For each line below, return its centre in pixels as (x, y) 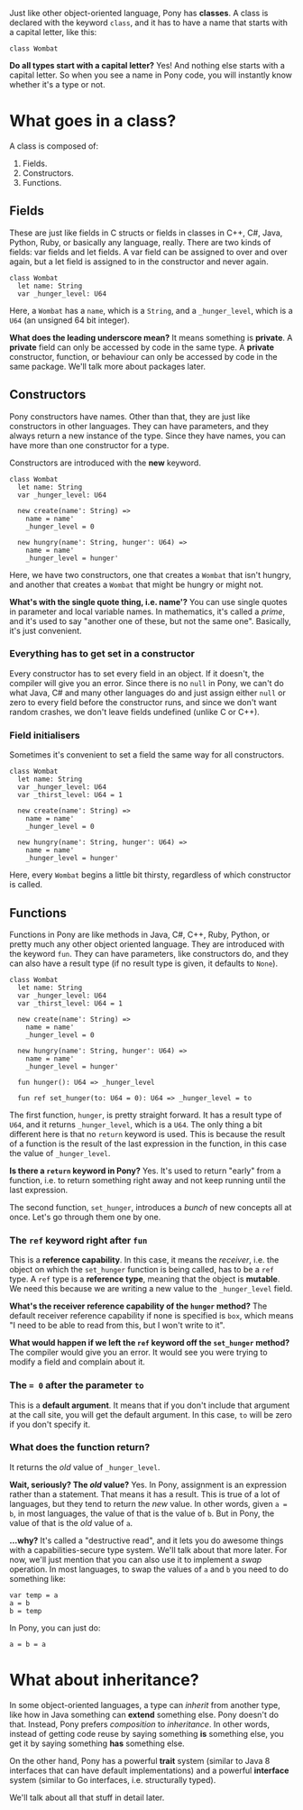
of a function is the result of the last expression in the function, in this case (148, 1144)
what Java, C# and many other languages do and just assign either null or (147, 693)
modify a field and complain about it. (78, 1362)
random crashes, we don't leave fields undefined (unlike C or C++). (134, 712)
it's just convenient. (46, 630)
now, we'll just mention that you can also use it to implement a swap (136, 1559)
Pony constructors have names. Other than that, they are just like (130, 416)
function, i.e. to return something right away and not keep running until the (147, 1180)
